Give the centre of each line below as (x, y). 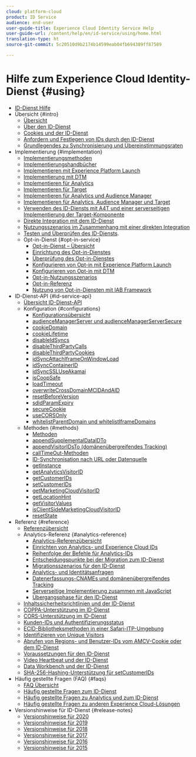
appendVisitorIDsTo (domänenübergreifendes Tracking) (100, 446)
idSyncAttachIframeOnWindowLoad (76, 358)
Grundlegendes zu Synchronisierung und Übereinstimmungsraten (103, 145)
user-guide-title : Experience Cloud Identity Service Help (80, 28)
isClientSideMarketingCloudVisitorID (76, 509)
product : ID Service (31, 17)
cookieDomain (50, 327)
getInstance (47, 465)
